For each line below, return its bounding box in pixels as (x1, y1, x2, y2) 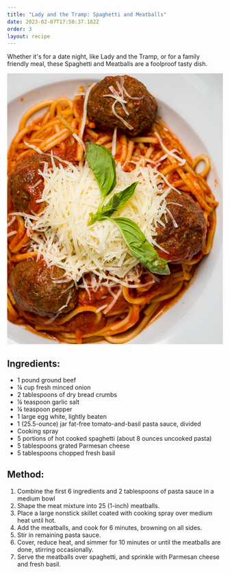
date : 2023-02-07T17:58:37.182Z (7, 18, 99, 25)
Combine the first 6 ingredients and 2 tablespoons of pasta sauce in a (16, 487, 214, 495)
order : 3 (7, 25, 32, 32)
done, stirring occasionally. (16, 545, 94, 553)
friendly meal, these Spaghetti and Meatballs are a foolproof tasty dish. (7, 60, 207, 68)
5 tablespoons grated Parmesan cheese (16, 441, 130, 450)
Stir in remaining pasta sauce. (16, 531, 101, 539)
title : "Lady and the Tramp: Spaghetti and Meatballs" (7, 11, 167, 18)
